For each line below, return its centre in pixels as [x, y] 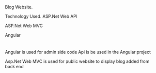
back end [15, 67]
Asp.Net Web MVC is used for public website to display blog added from [77, 61]
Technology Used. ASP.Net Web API [41, 16]
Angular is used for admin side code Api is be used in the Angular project [78, 52]
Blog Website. [19, 7]
